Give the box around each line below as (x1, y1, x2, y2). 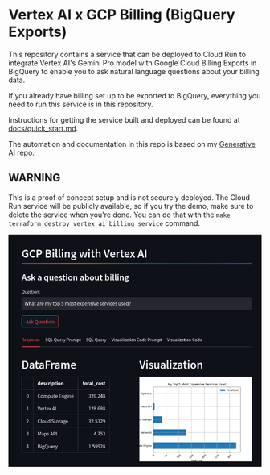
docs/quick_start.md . (8, 123, 79, 133)
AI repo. (8, 148, 35, 157)
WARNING (8, 171, 61, 185)
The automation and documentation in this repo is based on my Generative (8, 139, 256, 148)
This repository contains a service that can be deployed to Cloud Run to (8, 49, 247, 59)
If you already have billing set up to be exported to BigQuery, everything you (8, 90, 261, 100)
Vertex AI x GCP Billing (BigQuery (8, 6, 235, 24)
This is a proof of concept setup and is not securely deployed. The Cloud (8, 192, 251, 202)
